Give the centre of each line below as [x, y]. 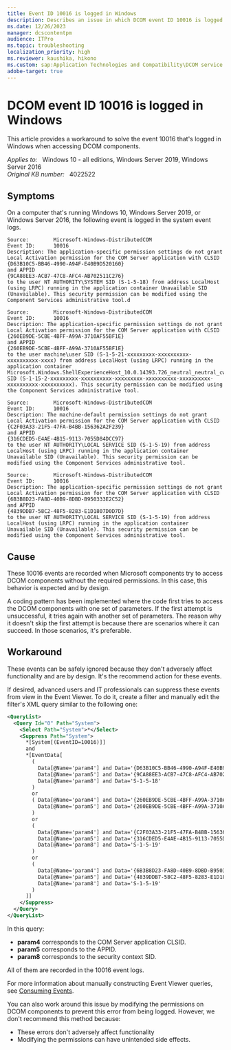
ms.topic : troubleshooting [46, 46]
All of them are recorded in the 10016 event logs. [76, 970]
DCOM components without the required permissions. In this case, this [107, 580]
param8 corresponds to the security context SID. [87, 956]
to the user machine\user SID [51, 355]
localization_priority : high [49, 52]
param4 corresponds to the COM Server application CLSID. [101, 942]
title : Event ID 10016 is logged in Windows [72, 13]
